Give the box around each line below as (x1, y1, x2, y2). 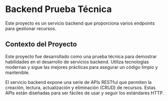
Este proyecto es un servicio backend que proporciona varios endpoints (5, 20, 155, 26)
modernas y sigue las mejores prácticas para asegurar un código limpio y (5, 64, 158, 70)
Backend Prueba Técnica (5, 4, 112, 15)
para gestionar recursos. (5, 25, 57, 31)
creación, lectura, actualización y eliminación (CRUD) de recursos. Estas (5, 84, 156, 90)
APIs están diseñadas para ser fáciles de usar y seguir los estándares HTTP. (5, 89, 164, 96)
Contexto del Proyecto (5, 40, 77, 49)
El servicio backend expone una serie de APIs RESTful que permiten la (5, 79, 152, 85)
